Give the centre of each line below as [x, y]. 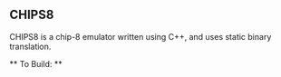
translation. [30, 46]
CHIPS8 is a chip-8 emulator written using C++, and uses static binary [140, 36]
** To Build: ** [36, 63]
